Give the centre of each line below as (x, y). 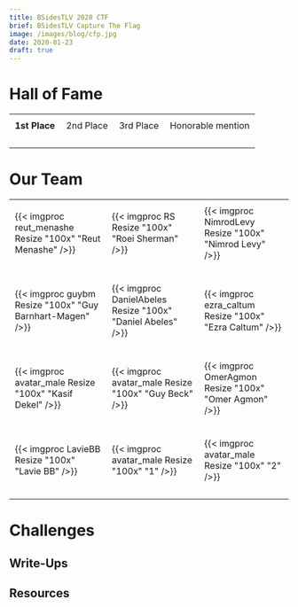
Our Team (46, 179)
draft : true (31, 51)
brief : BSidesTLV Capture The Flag (75, 26)
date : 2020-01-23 (41, 42)
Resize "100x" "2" (243, 466)
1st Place (35, 126)
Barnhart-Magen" (52, 316)
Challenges (52, 530)
